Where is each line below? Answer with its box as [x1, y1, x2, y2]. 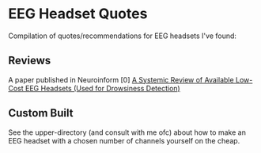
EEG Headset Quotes [8, 5, 148, 23]
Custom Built [8, 106, 74, 120]
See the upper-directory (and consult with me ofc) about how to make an [8, 128, 247, 137]
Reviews [8, 54, 51, 67]
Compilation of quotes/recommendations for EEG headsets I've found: [8, 31, 237, 40]
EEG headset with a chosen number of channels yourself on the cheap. [8, 136, 240, 145]
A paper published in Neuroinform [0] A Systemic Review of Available [8, 75, 235, 84]
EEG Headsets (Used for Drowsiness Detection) [25, 83, 180, 93]
